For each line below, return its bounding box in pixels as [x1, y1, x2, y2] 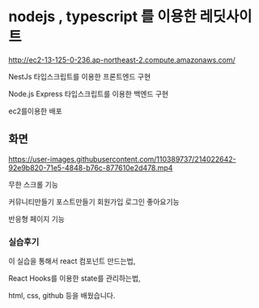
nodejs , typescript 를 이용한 [8, 7, 197, 26]
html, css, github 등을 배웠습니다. [8, 291, 116, 301]
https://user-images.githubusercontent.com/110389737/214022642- [8, 154, 236, 164]
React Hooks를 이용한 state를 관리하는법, [8, 273, 141, 284]
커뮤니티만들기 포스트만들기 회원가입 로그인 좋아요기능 [8, 196, 180, 207]
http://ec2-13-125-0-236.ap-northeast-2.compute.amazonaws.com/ [8, 54, 236, 65]
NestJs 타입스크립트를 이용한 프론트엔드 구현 [8, 71, 151, 81]
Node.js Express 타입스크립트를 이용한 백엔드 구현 [8, 88, 168, 98]
